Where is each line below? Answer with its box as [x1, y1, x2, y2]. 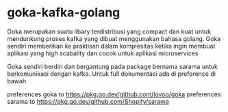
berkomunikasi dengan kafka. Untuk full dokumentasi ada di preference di [7, 70, 216, 78]
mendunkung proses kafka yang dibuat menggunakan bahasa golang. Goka [7, 34, 221, 42]
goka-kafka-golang [7, 5, 121, 20]
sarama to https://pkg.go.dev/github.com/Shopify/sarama [7, 97, 169, 105]
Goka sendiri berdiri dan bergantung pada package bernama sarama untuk [7, 62, 218, 70]
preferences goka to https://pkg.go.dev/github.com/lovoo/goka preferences [7, 90, 221, 98]
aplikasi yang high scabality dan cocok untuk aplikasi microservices [7, 49, 199, 57]
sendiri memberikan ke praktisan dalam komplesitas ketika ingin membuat [7, 42, 216, 50]
